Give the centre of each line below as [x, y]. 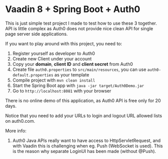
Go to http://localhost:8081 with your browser [62, 91]
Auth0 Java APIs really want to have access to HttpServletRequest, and [87, 140]
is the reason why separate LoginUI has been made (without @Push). [84, 151]
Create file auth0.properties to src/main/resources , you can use [79, 69]
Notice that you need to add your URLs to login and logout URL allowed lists [84, 115]
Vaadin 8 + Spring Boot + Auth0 [73, 9]
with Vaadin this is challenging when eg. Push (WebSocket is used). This [88, 146]
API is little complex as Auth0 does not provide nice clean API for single [79, 28]
